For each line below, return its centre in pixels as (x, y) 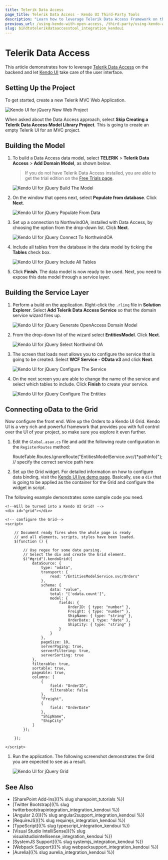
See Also (19, 787)
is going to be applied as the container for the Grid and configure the (83, 482)
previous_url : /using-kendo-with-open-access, (54, 24)
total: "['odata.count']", (78, 594)
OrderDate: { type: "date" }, (99, 620)
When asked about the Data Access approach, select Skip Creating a (77, 119)
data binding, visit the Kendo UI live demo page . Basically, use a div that (87, 477)
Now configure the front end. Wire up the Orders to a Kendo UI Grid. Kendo (82, 421)
